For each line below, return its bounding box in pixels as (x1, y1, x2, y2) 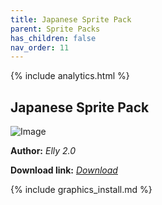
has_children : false (10, 33, 97, 43)
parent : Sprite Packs (10, 24, 101, 34)
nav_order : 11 (10, 42, 70, 53)
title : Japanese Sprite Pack (10, 14, 132, 25)
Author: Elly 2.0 (10, 145, 77, 157)
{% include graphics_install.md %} (10, 184, 153, 196)
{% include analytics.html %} (10, 70, 130, 82)
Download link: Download (10, 164, 118, 176)
